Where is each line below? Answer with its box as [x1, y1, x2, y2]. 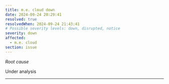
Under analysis [5, 68, 37, 74]
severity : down [5, 31, 37, 36]
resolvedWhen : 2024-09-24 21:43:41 [5, 21, 80, 27]
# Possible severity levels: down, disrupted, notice [5, 26, 121, 31]
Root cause [5, 58, 29, 64]
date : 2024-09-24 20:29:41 [5, 12, 62, 17]
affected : [5, 36, 26, 41]
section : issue [5, 45, 37, 50]
